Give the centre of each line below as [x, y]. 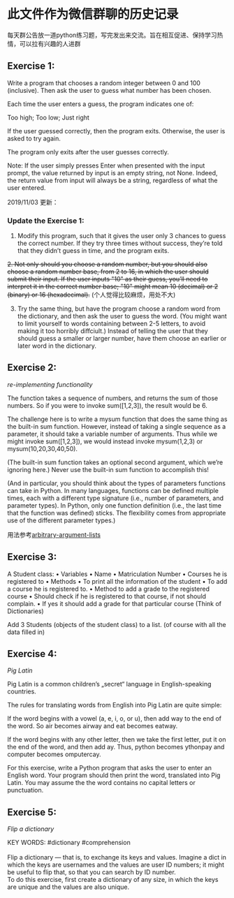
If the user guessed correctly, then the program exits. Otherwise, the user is [116, 131]
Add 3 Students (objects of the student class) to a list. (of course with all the [117, 624]
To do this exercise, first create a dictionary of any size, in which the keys [113, 880]
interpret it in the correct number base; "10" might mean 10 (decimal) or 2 [113, 286]
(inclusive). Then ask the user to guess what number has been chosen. [109, 90]
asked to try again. [34, 138]
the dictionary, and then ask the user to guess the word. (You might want [122, 316]
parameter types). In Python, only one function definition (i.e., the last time [115, 505]
